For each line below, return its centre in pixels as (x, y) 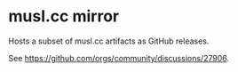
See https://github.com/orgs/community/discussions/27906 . (119, 58)
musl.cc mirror (64, 16)
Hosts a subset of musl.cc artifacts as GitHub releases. (109, 41)
